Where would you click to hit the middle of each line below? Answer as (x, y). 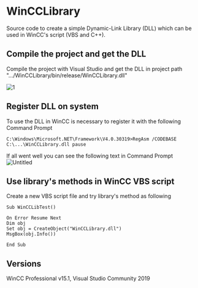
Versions (24, 264)
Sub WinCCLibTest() (31, 207)
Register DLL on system (53, 106)
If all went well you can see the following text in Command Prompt (90, 156)
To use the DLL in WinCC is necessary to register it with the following (94, 121)
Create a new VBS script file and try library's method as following (89, 196)
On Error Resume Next (34, 218)
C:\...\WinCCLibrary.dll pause (46, 144)
